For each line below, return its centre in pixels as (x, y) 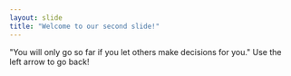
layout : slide (36, 18)
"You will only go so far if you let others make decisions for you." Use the (145, 52)
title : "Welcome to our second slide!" (85, 26)
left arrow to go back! (49, 62)
